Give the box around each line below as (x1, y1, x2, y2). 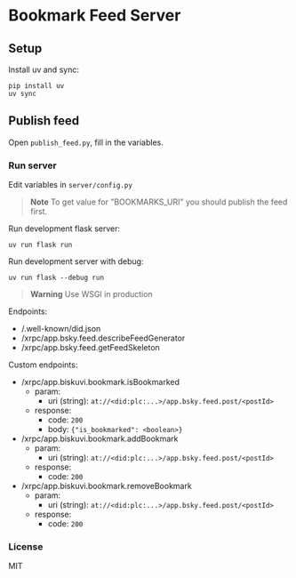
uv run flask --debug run (8, 273, 104, 283)
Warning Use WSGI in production (29, 289, 153, 300)
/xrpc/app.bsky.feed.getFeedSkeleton (20, 342, 161, 353)
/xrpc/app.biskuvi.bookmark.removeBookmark (20, 481, 192, 492)
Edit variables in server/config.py (8, 180, 132, 190)
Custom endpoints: (8, 359, 78, 370)
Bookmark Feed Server (8, 5, 181, 26)
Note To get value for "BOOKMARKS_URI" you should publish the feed (29, 197, 288, 207)
